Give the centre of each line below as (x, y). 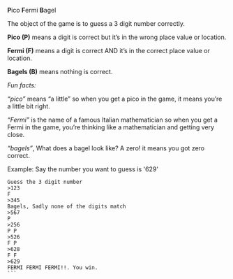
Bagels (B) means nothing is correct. (60, 72)
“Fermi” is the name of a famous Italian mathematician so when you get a (113, 120)
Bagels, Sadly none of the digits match (67, 206)
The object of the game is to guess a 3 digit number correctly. (96, 23)
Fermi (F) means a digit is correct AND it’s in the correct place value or (109, 51)
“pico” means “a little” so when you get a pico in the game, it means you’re (115, 99)
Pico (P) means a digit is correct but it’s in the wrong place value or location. (117, 37)
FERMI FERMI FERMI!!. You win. (53, 268)
